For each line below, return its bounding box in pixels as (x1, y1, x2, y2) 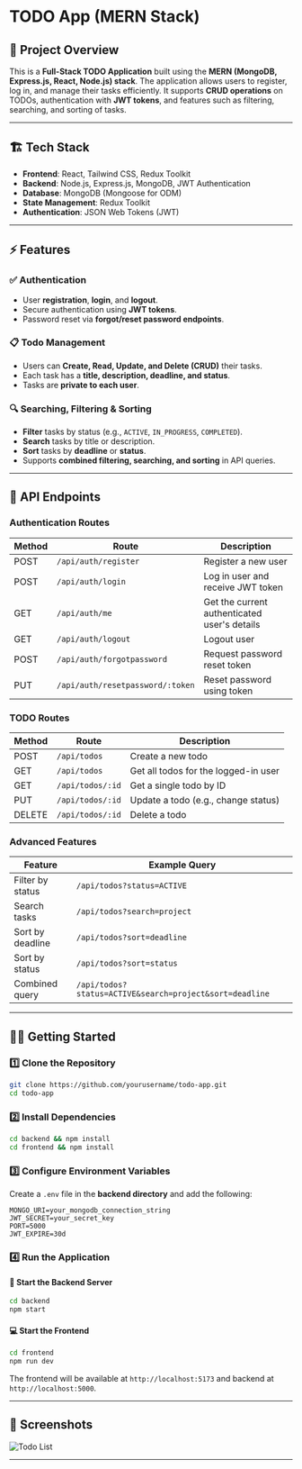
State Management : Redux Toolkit (22, 196, 151, 208)
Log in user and (203, 569, 270, 582)
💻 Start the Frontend (9, 1325, 90, 1336)
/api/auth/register (57, 556, 140, 567)
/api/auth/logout (57, 633, 131, 644)
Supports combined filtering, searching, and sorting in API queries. (22, 455, 276, 466)
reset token (203, 658, 252, 671)
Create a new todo (129, 750, 209, 763)
